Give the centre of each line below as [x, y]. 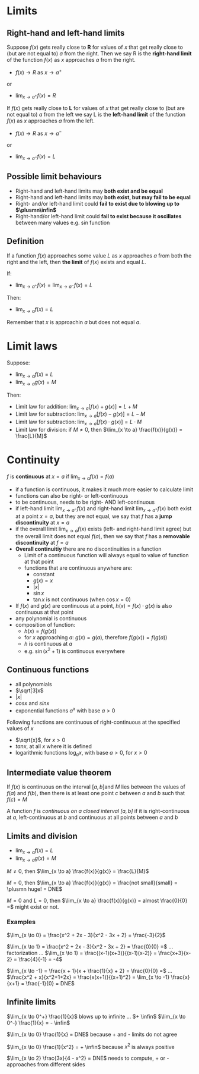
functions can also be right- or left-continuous [72, 495]
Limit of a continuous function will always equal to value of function [106, 555]
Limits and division [42, 836]
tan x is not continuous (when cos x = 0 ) [82, 599]
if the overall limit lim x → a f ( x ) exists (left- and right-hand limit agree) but [103, 529]
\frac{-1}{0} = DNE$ [50, 983]
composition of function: [45, 625]
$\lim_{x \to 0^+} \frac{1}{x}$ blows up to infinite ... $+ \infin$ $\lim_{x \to [96, 1016]
